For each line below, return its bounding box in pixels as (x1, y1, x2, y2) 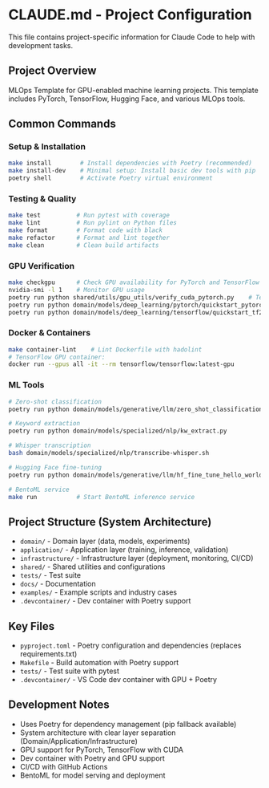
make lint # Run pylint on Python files (8, 219, 178, 227)
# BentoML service (8, 485, 70, 494)
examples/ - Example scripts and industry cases (19, 587, 178, 597)
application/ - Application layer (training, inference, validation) (19, 545, 229, 554)
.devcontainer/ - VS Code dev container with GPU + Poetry (19, 675, 218, 684)
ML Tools (8, 380, 45, 391)
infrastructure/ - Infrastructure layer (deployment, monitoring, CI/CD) (19, 554, 254, 563)
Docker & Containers (8, 327, 90, 339)
